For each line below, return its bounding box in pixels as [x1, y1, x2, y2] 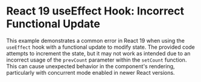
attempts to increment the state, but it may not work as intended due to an [6, 49, 191, 57]
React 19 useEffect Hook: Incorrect [6, 4, 185, 18]
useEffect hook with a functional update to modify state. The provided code [6, 43, 195, 51]
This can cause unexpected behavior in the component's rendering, [6, 62, 175, 70]
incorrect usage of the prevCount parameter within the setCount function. [6, 56, 187, 63]
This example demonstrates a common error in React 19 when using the [6, 37, 185, 44]
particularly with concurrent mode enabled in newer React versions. [6, 69, 175, 76]
